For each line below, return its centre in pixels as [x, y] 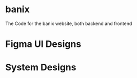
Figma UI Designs [43, 44]
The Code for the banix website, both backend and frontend [69, 23]
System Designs [41, 68]
